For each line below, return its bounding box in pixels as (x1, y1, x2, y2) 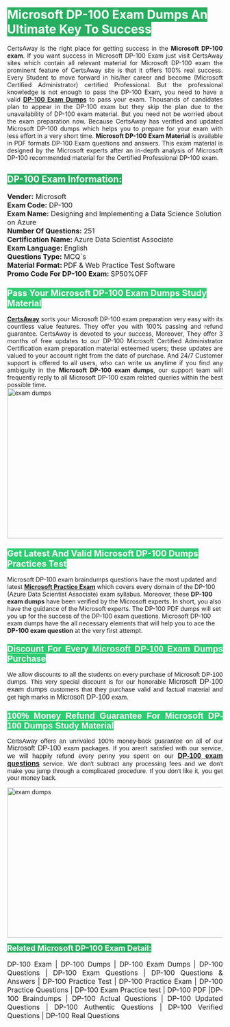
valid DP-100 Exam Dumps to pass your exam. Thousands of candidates (7, 95, 223, 103)
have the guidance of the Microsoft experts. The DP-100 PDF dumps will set (7, 605, 221, 613)
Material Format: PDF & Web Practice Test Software (7, 260, 176, 270)
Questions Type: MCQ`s (7, 251, 87, 261)
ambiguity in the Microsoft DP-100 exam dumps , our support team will (7, 366, 224, 374)
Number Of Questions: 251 (7, 226, 95, 235)
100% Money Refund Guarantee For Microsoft (7, 711, 204, 721)
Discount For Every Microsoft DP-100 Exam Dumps (7, 644, 224, 654)
